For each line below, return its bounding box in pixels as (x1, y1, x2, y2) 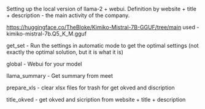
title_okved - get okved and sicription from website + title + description (6, 96, 186, 103)
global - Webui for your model (6, 61, 82, 67)
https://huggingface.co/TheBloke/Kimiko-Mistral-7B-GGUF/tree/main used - (6, 24, 199, 31)
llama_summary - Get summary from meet (6, 72, 114, 79)
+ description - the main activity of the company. (6, 12, 130, 19)
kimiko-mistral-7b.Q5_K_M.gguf (6, 30, 87, 37)
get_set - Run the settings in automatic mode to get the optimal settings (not (6, 42, 199, 49)
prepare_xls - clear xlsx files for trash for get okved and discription (6, 84, 175, 91)
